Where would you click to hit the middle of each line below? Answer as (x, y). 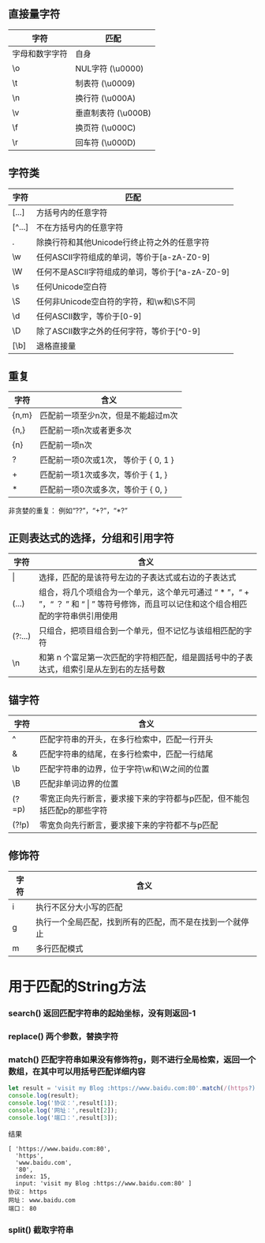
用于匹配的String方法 (77, 987)
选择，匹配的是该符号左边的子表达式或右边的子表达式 (137, 577)
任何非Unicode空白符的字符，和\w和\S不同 (116, 301)
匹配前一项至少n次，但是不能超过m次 (109, 415)
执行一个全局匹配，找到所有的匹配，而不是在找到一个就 (138, 922)
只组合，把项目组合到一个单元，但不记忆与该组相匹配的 (141, 631)
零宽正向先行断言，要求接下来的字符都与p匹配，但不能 (140, 798)
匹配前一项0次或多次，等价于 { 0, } (104, 490)
